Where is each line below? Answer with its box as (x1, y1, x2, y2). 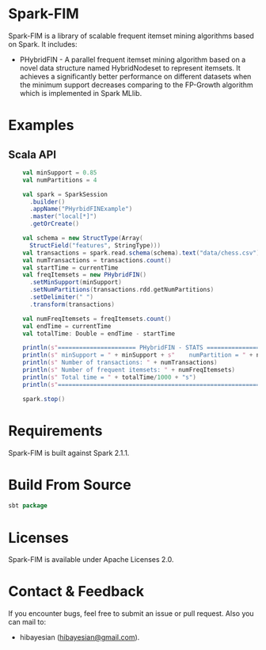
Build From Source (8, 476, 132, 494)
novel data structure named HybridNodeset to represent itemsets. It (19, 63, 241, 72)
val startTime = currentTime (22, 263, 119, 272)
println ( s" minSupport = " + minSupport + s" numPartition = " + (22, 351, 253, 359)
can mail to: (8, 617, 46, 627)
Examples (8, 117, 74, 135)
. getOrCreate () (28, 220, 80, 228)
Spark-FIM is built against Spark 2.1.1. (8, 448, 130, 457)
